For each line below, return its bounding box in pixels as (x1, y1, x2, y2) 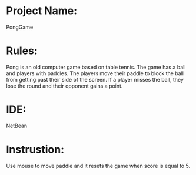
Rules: (6, 44, 38, 58)
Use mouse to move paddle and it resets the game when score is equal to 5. (6, 162, 190, 169)
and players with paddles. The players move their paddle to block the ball (6, 69, 184, 77)
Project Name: (6, 4, 78, 18)
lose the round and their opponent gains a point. (6, 82, 123, 89)
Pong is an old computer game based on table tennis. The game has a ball (6, 63, 186, 70)
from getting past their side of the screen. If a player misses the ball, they (6, 76, 184, 83)
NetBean (6, 122, 28, 129)
